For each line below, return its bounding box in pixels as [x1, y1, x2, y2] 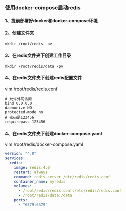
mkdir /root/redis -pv [5, 41, 52, 46]
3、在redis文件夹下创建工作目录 [5, 52, 71, 58]
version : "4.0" [5, 151, 37, 156]
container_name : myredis [14, 179, 66, 184]
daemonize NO [5, 105, 32, 110]
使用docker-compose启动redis [5, 4, 81, 11]
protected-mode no [5, 110, 43, 115]
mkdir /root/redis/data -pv [5, 64, 64, 69]
